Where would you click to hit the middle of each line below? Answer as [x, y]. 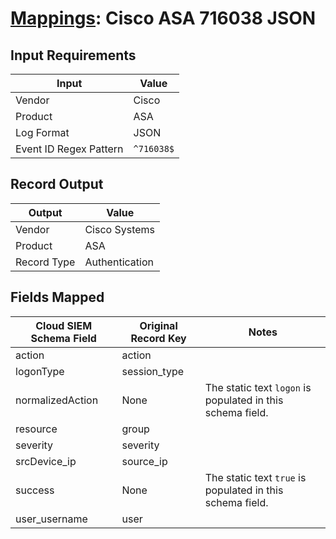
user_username [51, 519]
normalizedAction [57, 400]
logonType [40, 371]
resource [36, 429]
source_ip [144, 461]
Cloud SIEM [64, 325]
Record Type [45, 262]
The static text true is [255, 477]
